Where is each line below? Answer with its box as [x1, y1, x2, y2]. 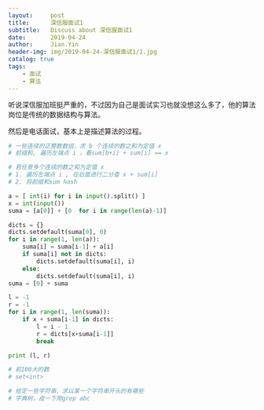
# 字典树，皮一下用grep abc [8, 394, 90, 402]
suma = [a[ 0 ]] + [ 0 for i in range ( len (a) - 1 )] [8, 207, 167, 214]
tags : [8, 63, 26, 71]
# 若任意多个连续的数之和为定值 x [8, 163, 104, 171]
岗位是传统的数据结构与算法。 [8, 109, 104, 119]
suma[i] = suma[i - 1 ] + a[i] [22, 243, 114, 251]
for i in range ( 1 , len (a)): [8, 236, 101, 243]
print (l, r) [8, 351, 51, 360]
